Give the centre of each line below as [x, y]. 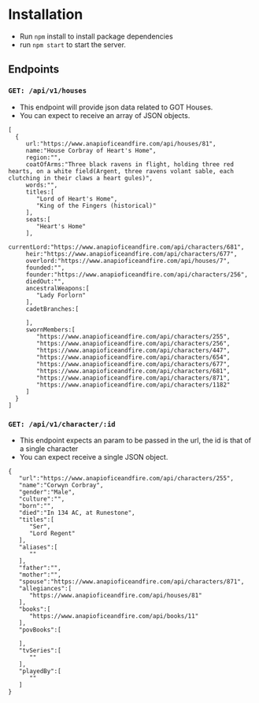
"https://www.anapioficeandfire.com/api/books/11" [114, 616]
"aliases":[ [38, 547]
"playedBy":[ [40, 671]
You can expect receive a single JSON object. [94, 457]
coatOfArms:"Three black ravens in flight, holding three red [130, 164]
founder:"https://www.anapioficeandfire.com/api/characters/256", [137, 274]
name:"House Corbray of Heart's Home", [91, 150]
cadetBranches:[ [52, 309]
